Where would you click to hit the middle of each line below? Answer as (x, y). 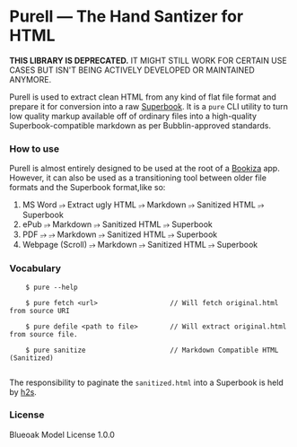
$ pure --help (52, 287)
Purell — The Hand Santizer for (127, 17)
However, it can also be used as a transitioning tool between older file (138, 178)
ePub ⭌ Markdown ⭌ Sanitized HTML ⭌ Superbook (117, 224)
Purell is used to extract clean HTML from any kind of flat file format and (143, 97)
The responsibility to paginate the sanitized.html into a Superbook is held (147, 382)
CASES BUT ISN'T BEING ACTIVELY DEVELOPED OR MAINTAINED (132, 70)
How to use (35, 148)
